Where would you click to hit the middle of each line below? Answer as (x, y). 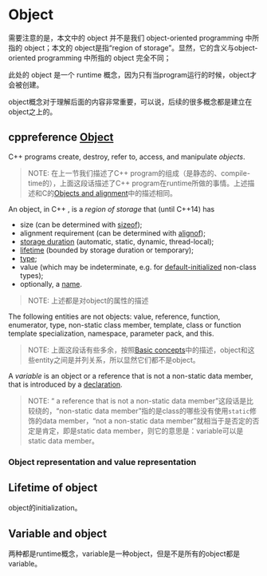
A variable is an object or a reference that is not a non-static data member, (131, 375)
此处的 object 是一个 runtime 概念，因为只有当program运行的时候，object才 (133, 74)
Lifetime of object (53, 488)
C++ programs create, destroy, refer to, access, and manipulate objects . (127, 157)
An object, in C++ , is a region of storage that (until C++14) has (112, 209)
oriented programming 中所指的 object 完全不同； (90, 58)
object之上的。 (33, 111)
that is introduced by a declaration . (65, 384)
